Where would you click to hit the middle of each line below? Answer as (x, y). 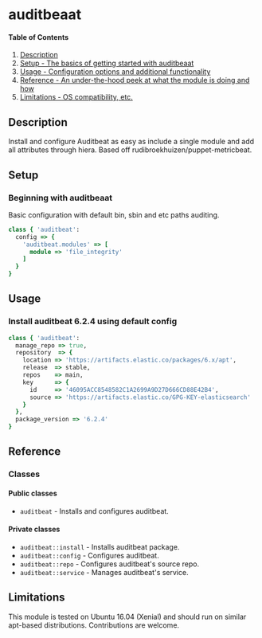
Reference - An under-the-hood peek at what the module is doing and (135, 80)
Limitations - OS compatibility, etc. (76, 97)
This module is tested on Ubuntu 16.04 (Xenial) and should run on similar (127, 616)
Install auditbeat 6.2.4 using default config (93, 322)
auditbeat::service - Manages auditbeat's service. (104, 572)
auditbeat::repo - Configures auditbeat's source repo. (109, 564)
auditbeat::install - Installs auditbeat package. (100, 546)
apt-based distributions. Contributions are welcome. (94, 625)
